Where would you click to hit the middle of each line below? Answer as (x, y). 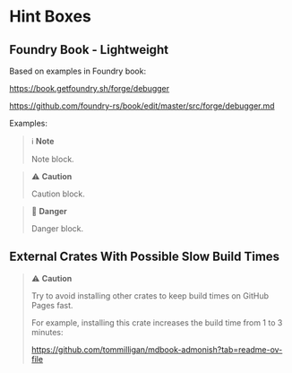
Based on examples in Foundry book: (77, 71)
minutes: (47, 332)
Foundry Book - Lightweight (89, 50)
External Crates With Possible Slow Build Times (145, 257)
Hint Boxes (51, 17)
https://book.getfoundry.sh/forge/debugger (90, 88)
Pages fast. (52, 305)
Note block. (52, 159)
